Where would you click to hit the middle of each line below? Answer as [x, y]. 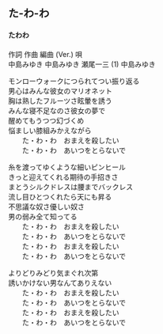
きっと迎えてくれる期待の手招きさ [63, 176]
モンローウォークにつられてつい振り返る [74, 81]
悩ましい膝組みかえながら [50, 130]
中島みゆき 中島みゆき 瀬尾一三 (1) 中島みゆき [82, 64]
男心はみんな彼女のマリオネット [60, 91]
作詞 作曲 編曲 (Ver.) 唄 [45, 54]
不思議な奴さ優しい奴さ [46, 207]
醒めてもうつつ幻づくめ [46, 120]
